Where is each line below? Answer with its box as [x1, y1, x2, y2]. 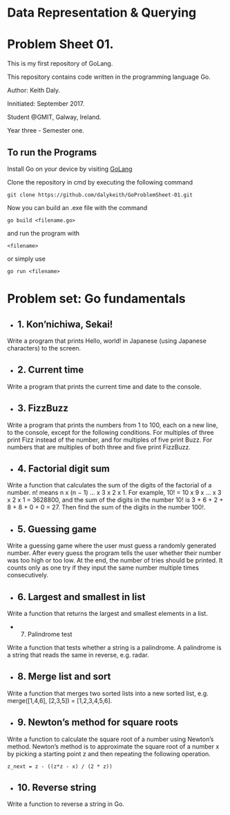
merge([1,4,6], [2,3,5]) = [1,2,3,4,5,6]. [7, 696, 113, 704]
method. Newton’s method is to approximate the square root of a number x [7, 742, 220, 751]
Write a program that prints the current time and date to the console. [7, 382, 202, 391]
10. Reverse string [17, 782, 97, 794]
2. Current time [17, 364, 84, 376]
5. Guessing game [17, 523, 97, 535]
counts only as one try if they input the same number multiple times [7, 563, 199, 572]
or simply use [7, 254, 46, 263]
